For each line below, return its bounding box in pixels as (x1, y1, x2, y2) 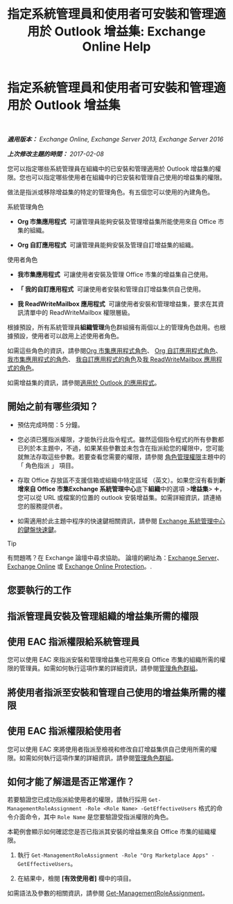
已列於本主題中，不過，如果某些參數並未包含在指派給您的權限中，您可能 (17, 444, 224, 452)
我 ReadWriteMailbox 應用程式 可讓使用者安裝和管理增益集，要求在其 (17, 299, 218, 308)
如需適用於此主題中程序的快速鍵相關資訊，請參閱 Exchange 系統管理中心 (17, 516, 225, 525)
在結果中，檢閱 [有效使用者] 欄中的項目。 (17, 874, 135, 883)
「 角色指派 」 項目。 (17, 461, 78, 469)
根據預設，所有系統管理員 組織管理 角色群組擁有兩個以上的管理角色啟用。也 (7, 323, 220, 331)
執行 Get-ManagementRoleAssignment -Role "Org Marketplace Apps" (17, 851, 209, 860)
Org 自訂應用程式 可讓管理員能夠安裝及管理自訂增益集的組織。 (17, 241, 198, 249)
